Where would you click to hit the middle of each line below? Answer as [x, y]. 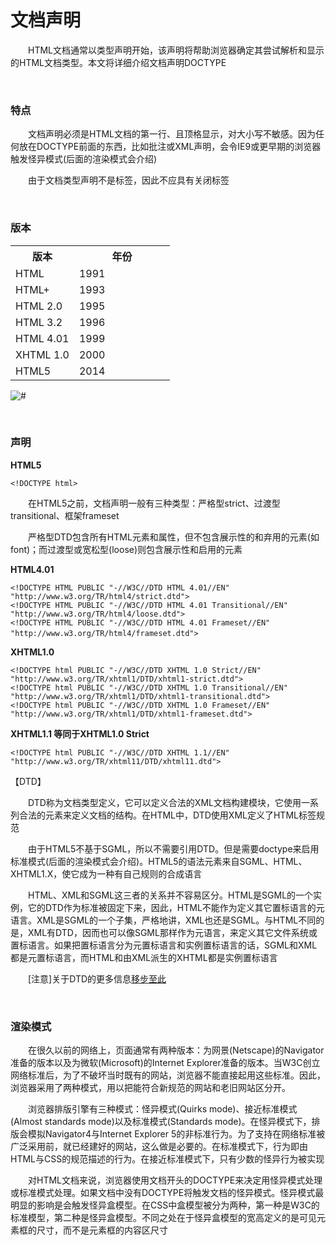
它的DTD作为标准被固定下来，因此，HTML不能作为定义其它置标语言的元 [176, 907]
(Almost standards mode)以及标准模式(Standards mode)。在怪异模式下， [161, 1122]
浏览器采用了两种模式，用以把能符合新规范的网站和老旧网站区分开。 [150, 1088]
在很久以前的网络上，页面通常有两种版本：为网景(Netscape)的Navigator [176, 1050]
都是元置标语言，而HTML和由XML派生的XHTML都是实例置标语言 [144, 957]
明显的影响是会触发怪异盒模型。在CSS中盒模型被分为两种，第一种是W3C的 [165, 1205]
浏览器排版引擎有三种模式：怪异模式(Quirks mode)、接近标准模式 [163, 1109]
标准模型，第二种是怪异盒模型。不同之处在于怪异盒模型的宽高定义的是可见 [163, 1218]
